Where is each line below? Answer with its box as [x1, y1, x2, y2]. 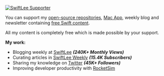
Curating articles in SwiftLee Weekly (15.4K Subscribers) [12, 54, 132, 60]
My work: [5, 39, 26, 45]
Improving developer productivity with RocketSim [12, 65, 115, 71]
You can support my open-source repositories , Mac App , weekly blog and [5, 15, 159, 20]
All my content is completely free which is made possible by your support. [5, 30, 159, 35]
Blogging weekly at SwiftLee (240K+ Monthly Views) [12, 49, 125, 55]
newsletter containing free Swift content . [5, 20, 90, 26]
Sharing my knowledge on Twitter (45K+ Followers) [12, 60, 121, 65]
